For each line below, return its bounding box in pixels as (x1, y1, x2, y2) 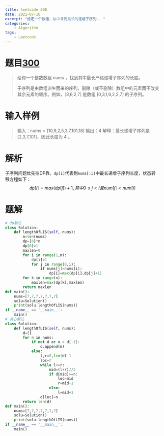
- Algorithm (14, 26, 38, 31)
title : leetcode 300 (5, 7, 48, 12)
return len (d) (23, 399, 52, 404)
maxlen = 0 (23, 248, 41, 253)
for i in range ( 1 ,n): (23, 252, 67, 258)
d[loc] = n (40, 395, 58, 400)
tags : (5, 30, 16, 35)
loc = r (40, 358, 52, 363)
